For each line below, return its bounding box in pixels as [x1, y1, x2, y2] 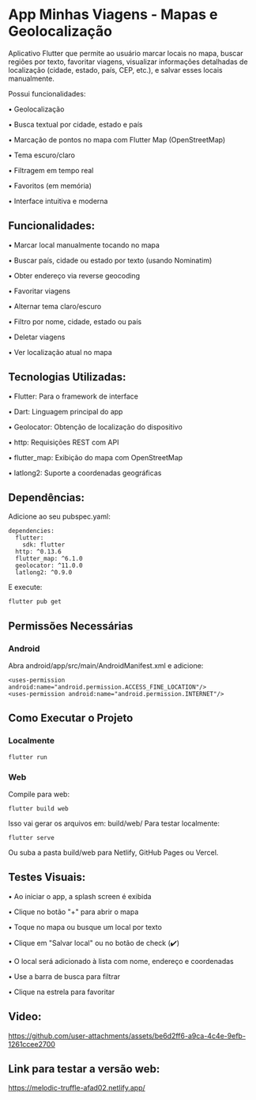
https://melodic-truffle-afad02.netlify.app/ [8, 1083, 146, 1093]
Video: [8, 1010, 42, 1023]
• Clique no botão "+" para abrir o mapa [8, 907, 139, 917]
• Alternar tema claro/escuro [8, 301, 102, 311]
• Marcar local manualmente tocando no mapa [8, 240, 160, 250]
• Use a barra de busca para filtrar [8, 971, 121, 981]
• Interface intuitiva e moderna [8, 196, 108, 206]
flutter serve [8, 834, 55, 842]
